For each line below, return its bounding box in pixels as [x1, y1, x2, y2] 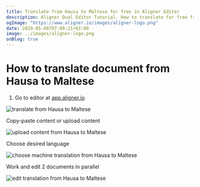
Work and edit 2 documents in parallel [6, 163, 99, 170]
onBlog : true [6, 36, 39, 42]
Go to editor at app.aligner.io [14, 94, 85, 101]
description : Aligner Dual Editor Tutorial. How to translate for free [6, 14, 187, 20]
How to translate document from [6, 62, 170, 75]
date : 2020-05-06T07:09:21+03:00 [6, 25, 89, 31]
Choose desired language [6, 140, 70, 147]
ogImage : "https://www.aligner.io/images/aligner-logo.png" [6, 20, 159, 26]
